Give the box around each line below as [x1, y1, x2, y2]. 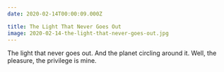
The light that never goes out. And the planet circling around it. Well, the [7, 49, 217, 57]
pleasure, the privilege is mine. [7, 56, 97, 65]
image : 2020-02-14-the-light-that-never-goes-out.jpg [7, 30, 170, 37]
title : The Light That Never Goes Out [7, 23, 122, 30]
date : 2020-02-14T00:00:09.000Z [7, 10, 102, 18]
